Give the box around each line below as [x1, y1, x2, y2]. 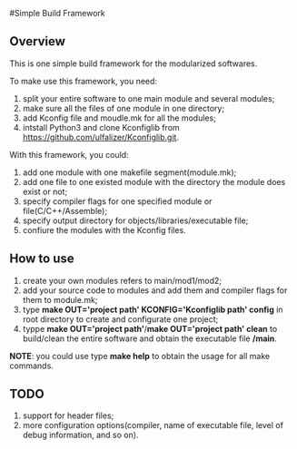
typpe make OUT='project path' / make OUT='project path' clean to [22, 323, 278, 334]
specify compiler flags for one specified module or [22, 195, 213, 207]
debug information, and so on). [22, 430, 139, 441]
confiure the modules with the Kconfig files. [22, 224, 186, 235]
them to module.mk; [22, 294, 98, 305]
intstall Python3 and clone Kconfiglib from [22, 122, 180, 132]
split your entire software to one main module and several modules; [22, 93, 275, 103]
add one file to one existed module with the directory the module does [22, 176, 286, 187]
